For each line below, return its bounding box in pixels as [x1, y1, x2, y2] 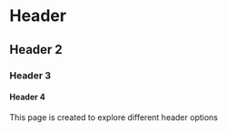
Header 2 [9, 42, 64, 57]
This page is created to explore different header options [9, 111, 218, 123]
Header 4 [9, 92, 45, 103]
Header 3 [9, 69, 52, 82]
